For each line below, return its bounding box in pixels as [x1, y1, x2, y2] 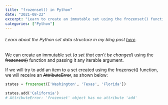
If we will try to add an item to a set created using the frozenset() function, [5, 67, 158, 73]
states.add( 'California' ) [5, 91, 59, 96]
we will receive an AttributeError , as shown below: [5, 72, 108, 78]
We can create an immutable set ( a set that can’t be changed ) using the [5, 52, 154, 58]
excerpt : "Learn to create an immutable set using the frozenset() [5, 16, 149, 21]
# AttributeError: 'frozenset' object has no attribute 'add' [5, 96, 137, 101]
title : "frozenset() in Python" [5, 7, 72, 12]
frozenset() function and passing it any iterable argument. [5, 57, 124, 63]
